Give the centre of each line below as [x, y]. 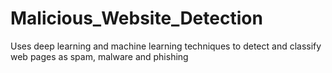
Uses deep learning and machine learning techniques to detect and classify [166, 46]
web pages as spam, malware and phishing [99, 56]
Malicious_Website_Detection [136, 18]
